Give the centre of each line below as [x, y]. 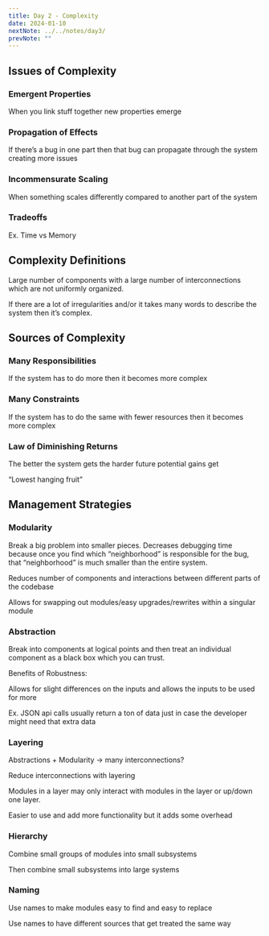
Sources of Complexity [67, 338]
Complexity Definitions [67, 261]
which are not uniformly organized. [66, 288]
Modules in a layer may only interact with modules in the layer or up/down [130, 791]
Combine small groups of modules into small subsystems [103, 854]
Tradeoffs [28, 217]
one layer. [24, 800]
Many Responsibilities [52, 361]
